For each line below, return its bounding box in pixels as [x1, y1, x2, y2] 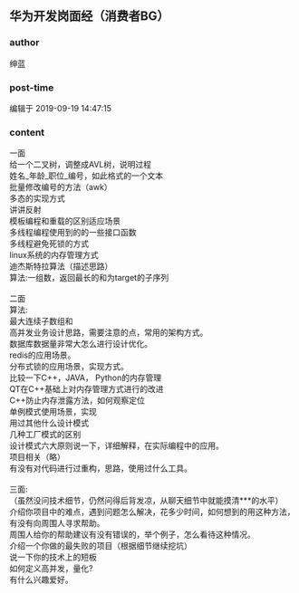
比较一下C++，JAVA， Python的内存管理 [9, 372, 162, 383]
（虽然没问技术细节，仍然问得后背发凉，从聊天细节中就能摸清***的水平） [9, 495, 284, 506]
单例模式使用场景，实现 [9, 406, 97, 417]
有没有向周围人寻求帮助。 [9, 518, 105, 529]
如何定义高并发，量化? [9, 563, 93, 574]
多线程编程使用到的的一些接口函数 [9, 227, 137, 238]
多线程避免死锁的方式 [9, 238, 89, 249]
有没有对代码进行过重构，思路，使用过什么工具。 [9, 463, 192, 473]
